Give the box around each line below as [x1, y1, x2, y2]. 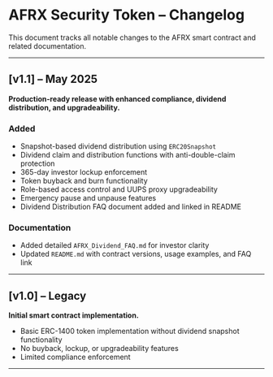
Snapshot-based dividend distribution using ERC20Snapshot [19, 141, 217, 151]
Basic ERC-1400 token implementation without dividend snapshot [19, 327, 240, 336]
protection [19, 158, 55, 168]
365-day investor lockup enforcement [19, 167, 148, 177]
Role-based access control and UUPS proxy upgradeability [19, 184, 218, 194]
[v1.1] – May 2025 [8, 72, 98, 86]
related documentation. [8, 41, 87, 50]
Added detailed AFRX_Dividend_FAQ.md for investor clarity [19, 240, 210, 250]
